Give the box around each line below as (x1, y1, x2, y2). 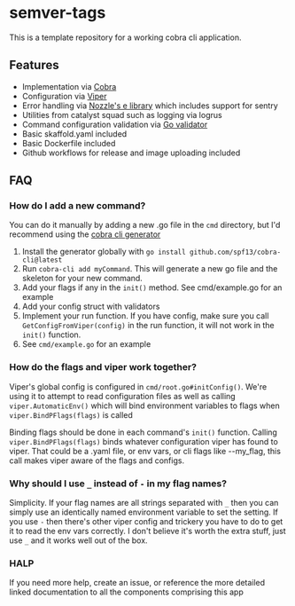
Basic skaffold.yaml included (21, 128, 128, 139)
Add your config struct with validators (21, 301, 160, 312)
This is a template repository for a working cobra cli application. (9, 32, 242, 43)
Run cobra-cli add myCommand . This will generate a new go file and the (21, 264, 278, 274)
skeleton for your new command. (21, 273, 144, 284)
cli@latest (21, 256, 63, 264)
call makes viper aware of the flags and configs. (9, 455, 184, 466)
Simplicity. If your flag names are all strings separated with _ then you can (9, 498, 279, 508)
